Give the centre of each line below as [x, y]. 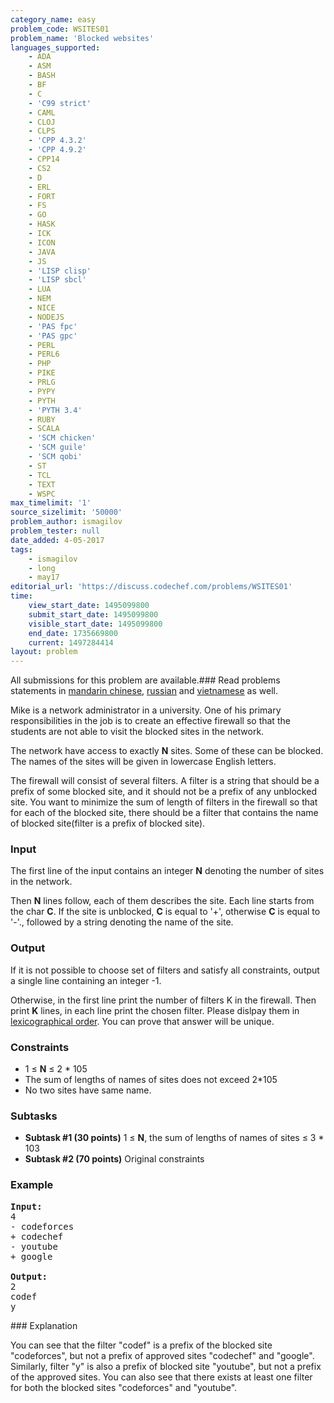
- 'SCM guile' [57, 447]
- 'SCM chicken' [62, 438]
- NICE [42, 308]
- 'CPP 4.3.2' [57, 141]
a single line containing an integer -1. [86, 980]
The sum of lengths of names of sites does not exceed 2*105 [151, 1080]
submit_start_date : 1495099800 [93, 614]
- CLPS [42, 131]
